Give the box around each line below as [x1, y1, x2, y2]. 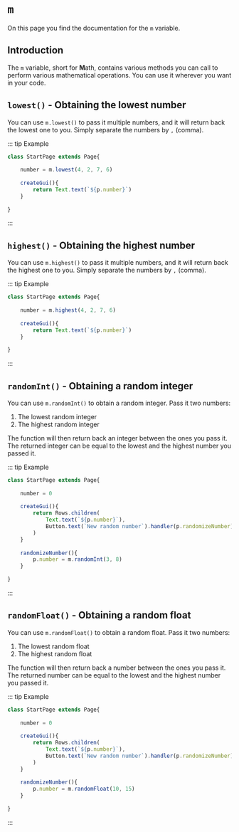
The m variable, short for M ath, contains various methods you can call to [7, 63, 218, 72]
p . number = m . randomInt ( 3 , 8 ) [33, 556, 122, 563]
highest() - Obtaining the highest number [7, 239, 196, 251]
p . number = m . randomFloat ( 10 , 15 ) [33, 786, 135, 793]
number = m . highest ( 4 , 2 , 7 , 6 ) [20, 307, 116, 314]
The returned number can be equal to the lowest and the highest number [7, 670, 221, 679]
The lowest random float [17, 642, 90, 651]
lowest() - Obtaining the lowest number [7, 99, 186, 111]
